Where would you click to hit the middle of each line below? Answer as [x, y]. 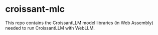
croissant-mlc [35, 9]
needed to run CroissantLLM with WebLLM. [50, 28]
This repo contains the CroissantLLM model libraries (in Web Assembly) [80, 23]
